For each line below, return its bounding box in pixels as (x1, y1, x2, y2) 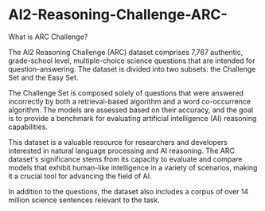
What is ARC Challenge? (8, 32, 88, 41)
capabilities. (8, 122, 48, 131)
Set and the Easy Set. (8, 72, 79, 82)
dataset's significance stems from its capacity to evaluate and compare (8, 154, 243, 164)
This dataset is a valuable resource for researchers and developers (8, 137, 228, 147)
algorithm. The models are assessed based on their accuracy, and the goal (8, 105, 253, 115)
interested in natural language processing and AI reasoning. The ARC (8, 146, 235, 155)
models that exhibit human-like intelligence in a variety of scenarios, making (8, 162, 258, 172)
